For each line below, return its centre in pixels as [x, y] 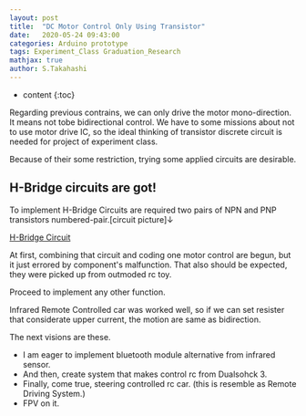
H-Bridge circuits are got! [83, 188]
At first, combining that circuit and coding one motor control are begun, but [150, 255]
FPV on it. [41, 403]
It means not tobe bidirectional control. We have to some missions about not [152, 122]
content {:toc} [49, 94]
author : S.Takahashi [49, 69]
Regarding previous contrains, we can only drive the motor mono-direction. [151, 112]
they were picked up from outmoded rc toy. [91, 274]
